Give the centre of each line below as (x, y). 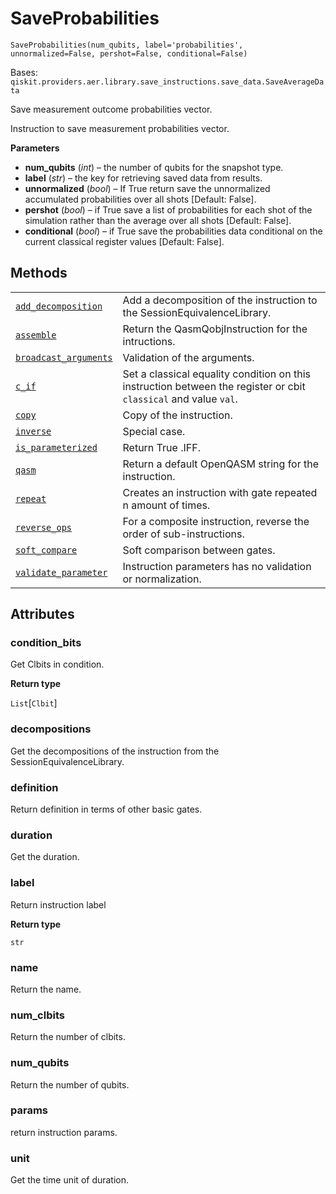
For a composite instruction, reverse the (216, 521)
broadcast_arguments (64, 357)
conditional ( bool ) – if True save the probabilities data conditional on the (173, 231)
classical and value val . (180, 399)
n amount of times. (166, 505)
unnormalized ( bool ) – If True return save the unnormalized (147, 188)
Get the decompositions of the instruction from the (115, 751)
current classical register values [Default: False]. (124, 241)
